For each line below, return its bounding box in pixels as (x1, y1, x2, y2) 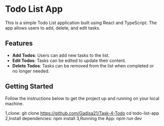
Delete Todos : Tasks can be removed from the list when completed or (12, 63, 154, 68)
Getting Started (5, 82, 54, 91)
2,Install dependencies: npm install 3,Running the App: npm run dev (5, 115, 142, 121)
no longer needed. (12, 68, 50, 74)
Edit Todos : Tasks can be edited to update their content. (12, 58, 127, 63)
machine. (5, 100, 24, 106)
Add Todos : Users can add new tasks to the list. (12, 52, 109, 58)
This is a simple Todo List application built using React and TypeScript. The (5, 20, 157, 26)
